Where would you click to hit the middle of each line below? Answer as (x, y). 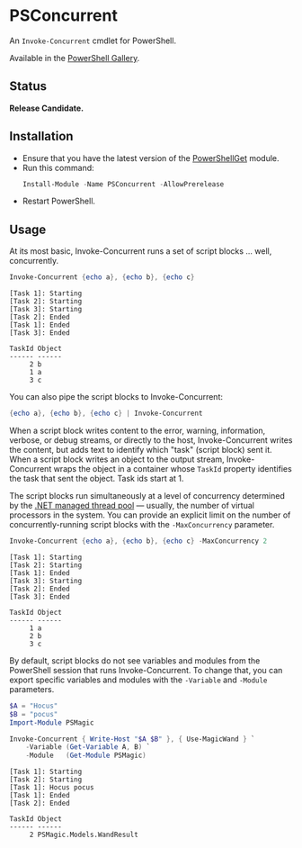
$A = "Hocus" (34, 706)
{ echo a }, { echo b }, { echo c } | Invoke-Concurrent (106, 414)
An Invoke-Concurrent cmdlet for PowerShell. (93, 41)
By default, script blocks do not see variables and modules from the (135, 660)
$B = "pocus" (34, 714)
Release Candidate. (47, 108)
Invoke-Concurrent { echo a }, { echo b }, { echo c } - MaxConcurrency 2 (138, 541)
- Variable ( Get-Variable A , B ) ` (88, 747)
